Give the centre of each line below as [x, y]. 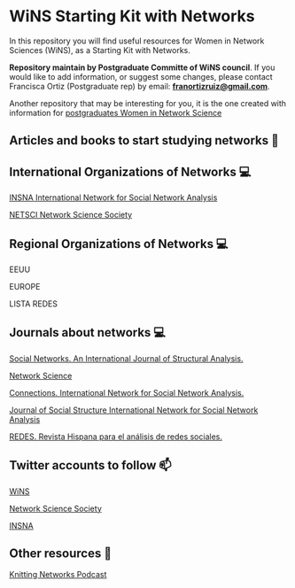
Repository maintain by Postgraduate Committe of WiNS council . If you [142, 67]
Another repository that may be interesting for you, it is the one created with [147, 103]
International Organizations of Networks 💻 [130, 171]
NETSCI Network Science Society [71, 215]
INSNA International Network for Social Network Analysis [113, 197]
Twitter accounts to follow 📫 [90, 465]
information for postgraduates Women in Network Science [116, 112]
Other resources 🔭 [61, 553]
